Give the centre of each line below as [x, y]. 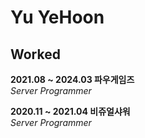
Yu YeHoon [57, 17]
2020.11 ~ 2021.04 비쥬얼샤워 [70, 111]
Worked [35, 54]
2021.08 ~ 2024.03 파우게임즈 [72, 79]
